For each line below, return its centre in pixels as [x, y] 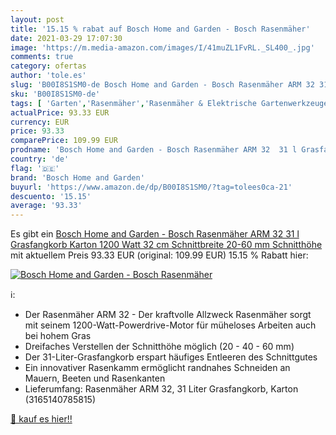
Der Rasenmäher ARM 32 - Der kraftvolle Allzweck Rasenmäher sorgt [168, 315]
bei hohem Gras [58, 336]
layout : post [37, 19]
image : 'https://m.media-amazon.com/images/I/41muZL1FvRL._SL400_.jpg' [162, 47]
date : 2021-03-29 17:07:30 [66, 38]
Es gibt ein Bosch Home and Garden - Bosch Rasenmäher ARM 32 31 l [155, 234]
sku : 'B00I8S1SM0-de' [55, 94]
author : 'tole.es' [48, 76]
